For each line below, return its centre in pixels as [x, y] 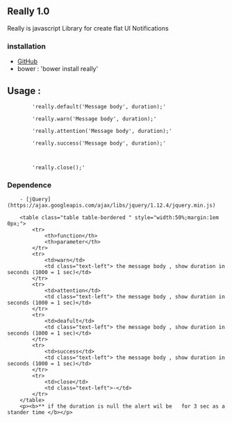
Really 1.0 [28, 11]
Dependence [30, 185]
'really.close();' [59, 167]
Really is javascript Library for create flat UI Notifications [88, 28]
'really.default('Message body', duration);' [99, 106]
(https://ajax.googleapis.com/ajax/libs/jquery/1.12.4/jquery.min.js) [111, 206]
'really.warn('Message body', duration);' [94, 119]
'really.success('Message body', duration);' [99, 143]
